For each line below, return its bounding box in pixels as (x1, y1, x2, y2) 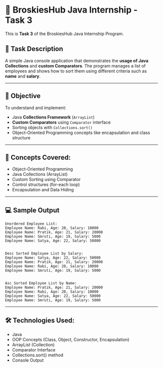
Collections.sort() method (12, 352, 64, 358)
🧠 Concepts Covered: (5, 153, 71, 162)
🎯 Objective (5, 92, 41, 100)
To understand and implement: (5, 104, 66, 111)
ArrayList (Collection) (12, 342, 55, 348)
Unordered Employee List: (5, 221, 57, 226)
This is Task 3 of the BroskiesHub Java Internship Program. (5, 31, 124, 36)
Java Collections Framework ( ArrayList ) (12, 114, 95, 120)
